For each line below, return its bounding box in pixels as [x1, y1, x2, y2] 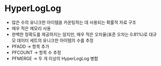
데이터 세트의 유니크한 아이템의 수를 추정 [17, 37, 94, 43]
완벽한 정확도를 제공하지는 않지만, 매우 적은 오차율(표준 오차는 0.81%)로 [11, 31, 148, 37]
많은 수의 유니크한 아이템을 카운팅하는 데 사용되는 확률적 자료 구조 [11, 19, 137, 25]
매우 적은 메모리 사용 [11, 25, 51, 31]
